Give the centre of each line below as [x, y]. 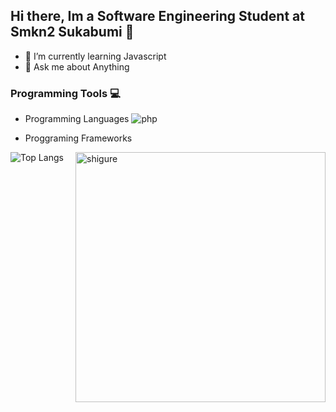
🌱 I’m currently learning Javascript [95, 56]
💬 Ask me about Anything [77, 66]
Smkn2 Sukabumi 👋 [72, 32]
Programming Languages [77, 119]
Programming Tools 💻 [65, 93]
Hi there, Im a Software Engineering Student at [157, 16]
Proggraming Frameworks [78, 138]
